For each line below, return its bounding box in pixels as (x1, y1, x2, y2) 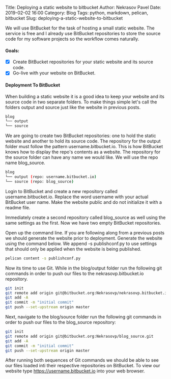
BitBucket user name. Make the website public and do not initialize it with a (5, 199, 162, 205)
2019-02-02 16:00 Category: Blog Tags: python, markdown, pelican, (5, 10, 149, 16)
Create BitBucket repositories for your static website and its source (12, 59, 154, 65)
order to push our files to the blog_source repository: (5, 319, 116, 326)
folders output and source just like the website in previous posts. (5, 104, 141, 110)
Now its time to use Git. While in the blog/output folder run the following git (5, 265, 162, 271)
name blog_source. (5, 160, 46, 166)
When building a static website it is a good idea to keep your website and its (5, 93, 164, 99)
